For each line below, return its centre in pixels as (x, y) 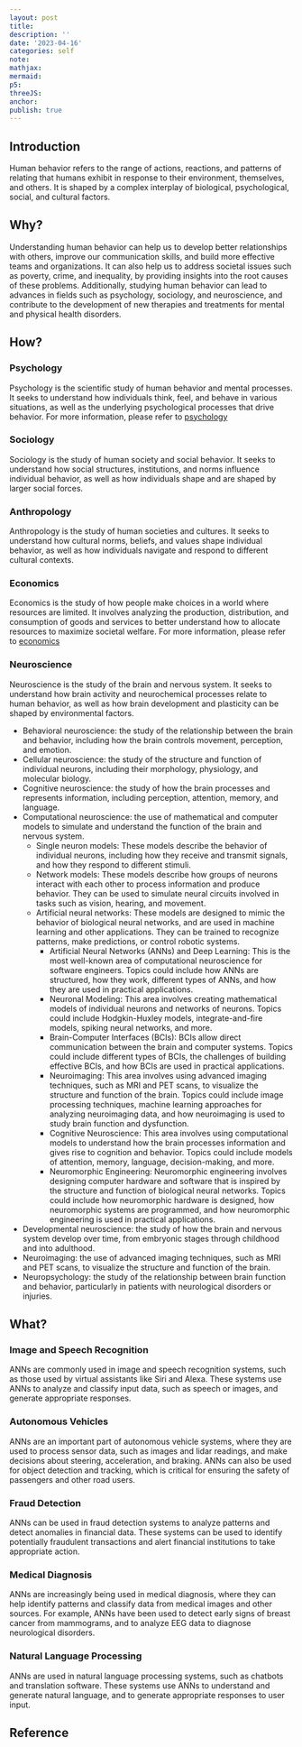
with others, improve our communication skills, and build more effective (142, 256)
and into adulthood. (59, 1248)
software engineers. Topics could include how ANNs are (154, 970)
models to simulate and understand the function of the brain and (142, 826)
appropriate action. (45, 1551)
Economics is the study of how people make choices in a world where (139, 603)
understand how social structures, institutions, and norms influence (134, 469)
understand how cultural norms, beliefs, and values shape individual (136, 541)
